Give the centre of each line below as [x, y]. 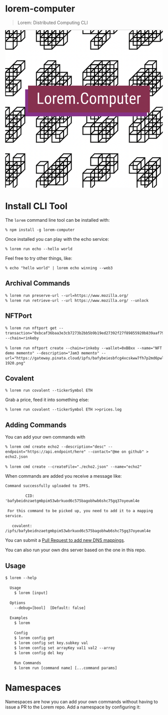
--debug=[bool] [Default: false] [50, 608]
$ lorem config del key [39, 653]
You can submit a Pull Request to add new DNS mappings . [65, 540]
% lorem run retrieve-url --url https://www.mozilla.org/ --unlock [77, 300]
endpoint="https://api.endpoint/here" [45, 452]
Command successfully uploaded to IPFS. [48, 486]
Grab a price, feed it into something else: [47, 400]
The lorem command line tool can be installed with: [57, 220]
